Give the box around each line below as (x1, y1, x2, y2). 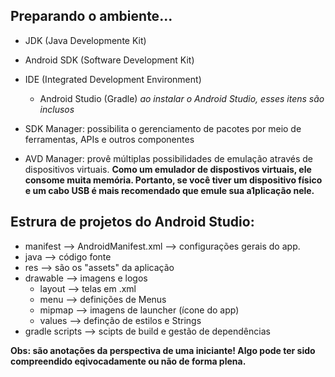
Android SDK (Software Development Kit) (24, 54, 195, 66)
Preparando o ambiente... (10, 8, 173, 25)
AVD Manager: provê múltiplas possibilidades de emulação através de (24, 152, 314, 164)
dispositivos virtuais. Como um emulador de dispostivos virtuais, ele (24, 163, 312, 175)
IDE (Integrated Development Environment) (24, 73, 202, 85)
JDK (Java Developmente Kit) (24, 34, 147, 46)
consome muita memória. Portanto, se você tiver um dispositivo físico (24, 174, 323, 186)
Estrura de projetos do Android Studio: (10, 214, 255, 231)
